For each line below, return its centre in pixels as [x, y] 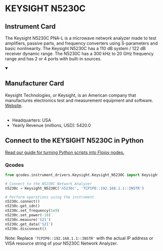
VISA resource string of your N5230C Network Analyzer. [61, 243]
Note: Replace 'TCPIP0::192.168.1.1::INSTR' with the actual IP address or [79, 238]
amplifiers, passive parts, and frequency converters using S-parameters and [81, 43]
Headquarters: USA [32, 120]
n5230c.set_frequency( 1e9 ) [32, 211]
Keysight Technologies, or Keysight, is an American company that [71, 95]
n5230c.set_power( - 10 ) [28, 215]
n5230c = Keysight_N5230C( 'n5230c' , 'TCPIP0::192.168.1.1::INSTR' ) [75, 188]
